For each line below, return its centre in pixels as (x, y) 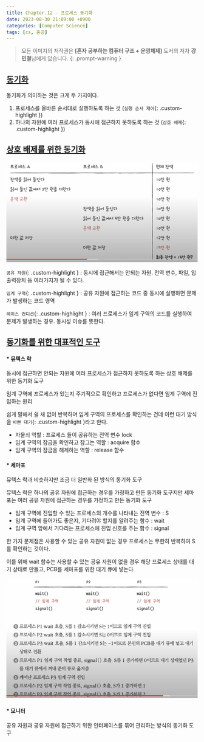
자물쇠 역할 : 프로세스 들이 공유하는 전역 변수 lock (73, 435)
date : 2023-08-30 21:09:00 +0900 (49, 19)
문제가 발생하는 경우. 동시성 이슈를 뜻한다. (56, 321)
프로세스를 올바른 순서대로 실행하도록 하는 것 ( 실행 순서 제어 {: (87, 108)
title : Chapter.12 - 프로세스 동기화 (49, 13)
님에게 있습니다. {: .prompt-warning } (76, 58)
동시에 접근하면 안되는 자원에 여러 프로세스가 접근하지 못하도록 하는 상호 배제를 (100, 373)
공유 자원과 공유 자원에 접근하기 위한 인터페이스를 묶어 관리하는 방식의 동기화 (97, 726)
